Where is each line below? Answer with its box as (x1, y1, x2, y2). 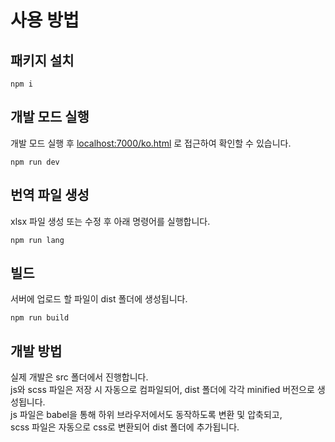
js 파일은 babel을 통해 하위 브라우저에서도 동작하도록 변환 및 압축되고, (10, 409, 283, 421)
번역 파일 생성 (10, 187, 90, 204)
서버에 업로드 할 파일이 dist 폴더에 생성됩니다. (10, 293, 188, 305)
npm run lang (10, 235, 65, 245)
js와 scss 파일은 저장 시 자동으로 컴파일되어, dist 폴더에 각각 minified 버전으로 (10, 384, 315, 396)
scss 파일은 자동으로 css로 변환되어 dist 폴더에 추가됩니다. (10, 421, 240, 433)
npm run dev (10, 157, 60, 167)
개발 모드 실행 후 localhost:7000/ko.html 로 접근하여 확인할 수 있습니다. (10, 137, 292, 149)
